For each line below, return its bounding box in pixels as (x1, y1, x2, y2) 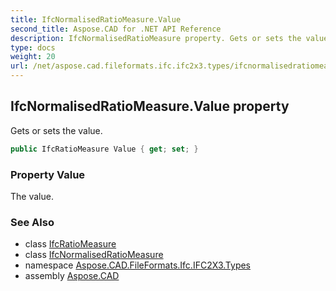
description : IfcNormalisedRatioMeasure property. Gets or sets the (10, 33, 302, 43)
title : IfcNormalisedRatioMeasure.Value (10, 14, 182, 25)
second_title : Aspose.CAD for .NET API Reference (10, 24, 222, 34)
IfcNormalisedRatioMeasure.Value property (10, 98, 290, 115)
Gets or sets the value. (10, 124, 103, 136)
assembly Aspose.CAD (24, 270, 120, 282)
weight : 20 (10, 52, 56, 62)
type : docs (10, 42, 56, 53)
